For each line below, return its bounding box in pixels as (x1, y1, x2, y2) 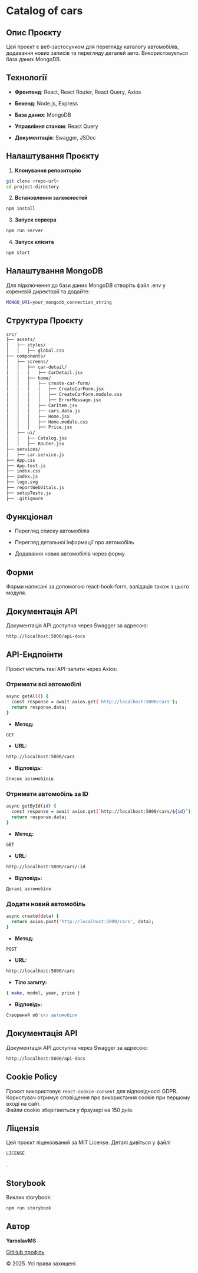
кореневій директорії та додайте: (6, 287, 90, 295)
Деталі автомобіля (6, 885, 51, 892)
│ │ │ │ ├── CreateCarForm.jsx (6, 386, 104, 392)
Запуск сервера (14, 216, 57, 223)
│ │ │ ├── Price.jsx (6, 424, 72, 431)
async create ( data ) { (6, 913, 60, 919)
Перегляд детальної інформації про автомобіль (14, 539, 134, 546)
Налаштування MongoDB (6, 266, 103, 276)
